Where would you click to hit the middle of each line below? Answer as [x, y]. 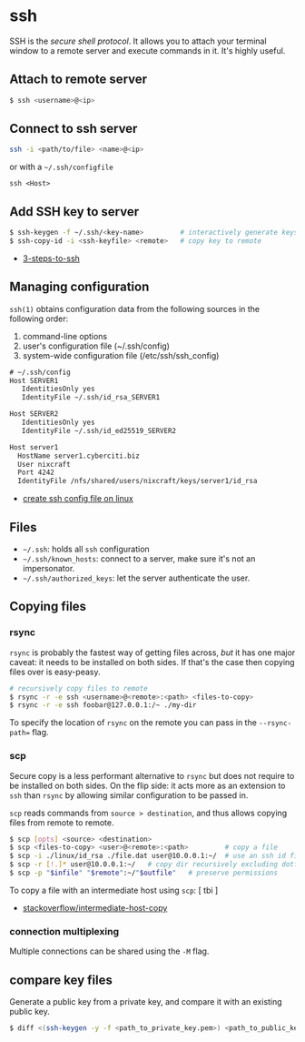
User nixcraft [44, 464]
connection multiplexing [64, 931]
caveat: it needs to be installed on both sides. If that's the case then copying [152, 662]
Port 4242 [36, 473]
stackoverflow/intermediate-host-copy [95, 907]
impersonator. [49, 568]
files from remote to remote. [62, 822]
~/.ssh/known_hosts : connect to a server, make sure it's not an [139, 559]
